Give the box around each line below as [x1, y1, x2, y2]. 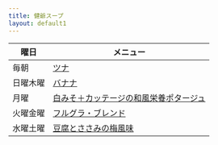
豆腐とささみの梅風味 [52, 122, 135, 134]
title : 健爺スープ [8, 11, 64, 20]
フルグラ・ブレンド [52, 107, 127, 118]
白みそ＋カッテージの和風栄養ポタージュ [52, 92, 206, 103]
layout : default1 [8, 19, 67, 27]
